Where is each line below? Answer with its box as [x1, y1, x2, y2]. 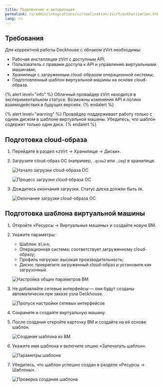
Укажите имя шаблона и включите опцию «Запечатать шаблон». [12, 343, 147, 349]
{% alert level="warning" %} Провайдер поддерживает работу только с [5, 111, 153, 117]
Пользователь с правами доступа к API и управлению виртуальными [12, 62, 157, 67]
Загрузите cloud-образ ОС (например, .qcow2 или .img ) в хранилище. [12, 158, 156, 163]
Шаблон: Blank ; [19, 241, 51, 247]
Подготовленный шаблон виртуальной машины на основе [12, 77, 133, 83]
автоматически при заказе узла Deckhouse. [12, 290, 103, 296]
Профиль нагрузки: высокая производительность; [19, 257, 124, 262]
